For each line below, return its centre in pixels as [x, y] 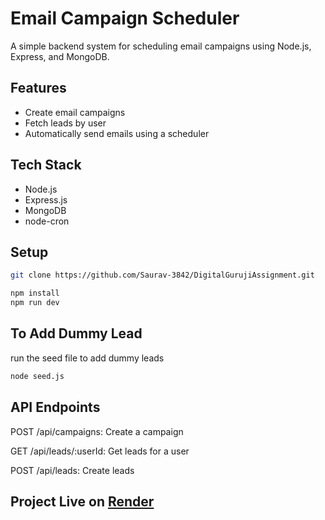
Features [38, 88]
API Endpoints [55, 407]
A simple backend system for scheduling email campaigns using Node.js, [161, 46]
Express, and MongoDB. [60, 56]
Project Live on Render [82, 501]
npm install [35, 293]
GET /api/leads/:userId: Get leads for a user [100, 451]
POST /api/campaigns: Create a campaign [97, 431]
